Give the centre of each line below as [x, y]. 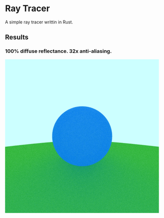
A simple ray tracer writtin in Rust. [39, 22]
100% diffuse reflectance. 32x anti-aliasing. [59, 51]
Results [17, 37]
